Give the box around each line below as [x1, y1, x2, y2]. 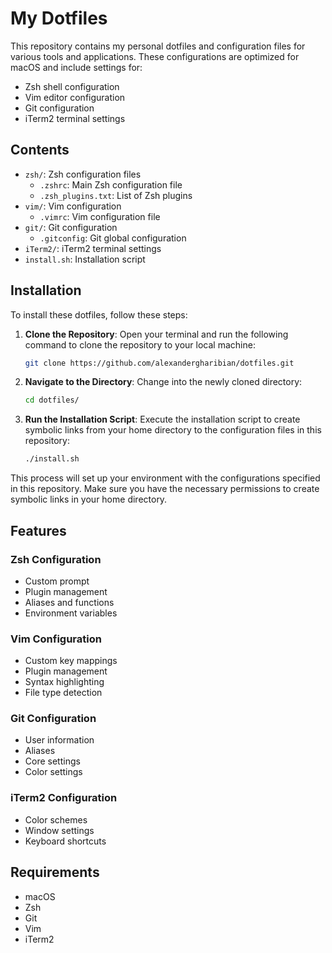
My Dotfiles [10, 7, 108, 30]
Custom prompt [24, 575, 90, 587]
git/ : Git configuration [24, 221, 118, 233]
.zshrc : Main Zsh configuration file [39, 178, 183, 191]
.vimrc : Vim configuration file [39, 210, 161, 222]
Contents [10, 142, 70, 159]
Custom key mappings [24, 655, 118, 667]
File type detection [24, 687, 103, 699]
